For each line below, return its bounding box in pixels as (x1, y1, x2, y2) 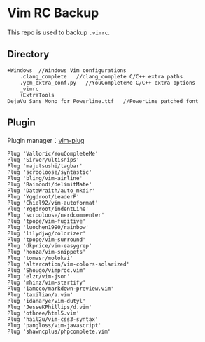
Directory (7, 48, 50, 60)
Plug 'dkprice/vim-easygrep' (7, 242, 92, 249)
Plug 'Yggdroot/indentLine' (7, 205, 90, 212)
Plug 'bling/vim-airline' (7, 175, 83, 182)
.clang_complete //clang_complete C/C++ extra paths (20, 73, 183, 80)
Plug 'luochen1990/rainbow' (7, 224, 90, 231)
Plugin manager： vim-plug (7, 136, 85, 144)
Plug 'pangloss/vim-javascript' (7, 322, 101, 329)
